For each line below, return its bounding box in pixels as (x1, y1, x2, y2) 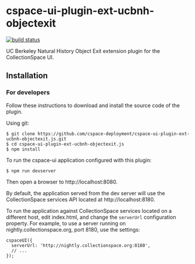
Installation (6, 71, 48, 81)
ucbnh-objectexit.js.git (6, 136, 67, 142)
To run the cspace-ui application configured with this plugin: (6, 156, 152, 163)
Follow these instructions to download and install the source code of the (6, 102, 180, 109)
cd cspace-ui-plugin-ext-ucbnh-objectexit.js (11, 141, 125, 147)
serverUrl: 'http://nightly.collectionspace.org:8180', (11, 242, 150, 248)
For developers (6, 88, 50, 96)
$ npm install (6, 146, 41, 152)
